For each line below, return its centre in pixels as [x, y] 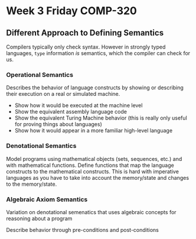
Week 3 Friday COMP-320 [71, 11]
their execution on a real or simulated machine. [63, 94]
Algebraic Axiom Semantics [47, 199]
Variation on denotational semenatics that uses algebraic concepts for [91, 212]
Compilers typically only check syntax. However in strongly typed [86, 47]
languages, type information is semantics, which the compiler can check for [98, 53]
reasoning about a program [39, 218]
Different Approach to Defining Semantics [85, 33]
